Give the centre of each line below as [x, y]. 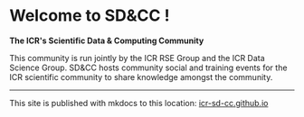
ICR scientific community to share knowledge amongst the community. [141, 76]
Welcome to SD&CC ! [90, 16]
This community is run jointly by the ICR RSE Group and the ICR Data [137, 58]
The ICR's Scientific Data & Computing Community [107, 40]
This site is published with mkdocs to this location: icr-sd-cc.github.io [139, 103]
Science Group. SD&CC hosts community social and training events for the [148, 67]
